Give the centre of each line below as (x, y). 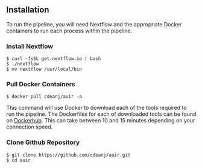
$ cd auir (19, 160)
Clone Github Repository (43, 142)
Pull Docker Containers (41, 85)
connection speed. (30, 127)
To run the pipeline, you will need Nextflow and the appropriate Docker (94, 24)
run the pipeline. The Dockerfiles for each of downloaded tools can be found (101, 114)
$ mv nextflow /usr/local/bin (44, 69)
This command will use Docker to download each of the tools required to (96, 108)
